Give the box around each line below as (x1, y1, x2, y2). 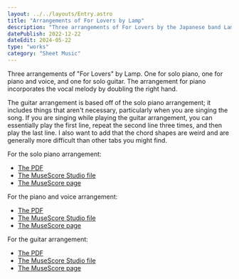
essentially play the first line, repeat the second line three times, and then (7, 121, 223, 129)
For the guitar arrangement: (7, 235, 89, 244)
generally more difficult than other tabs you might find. (7, 136, 167, 144)
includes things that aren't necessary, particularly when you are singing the (7, 106, 228, 114)
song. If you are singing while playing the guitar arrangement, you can (7, 113, 213, 121)
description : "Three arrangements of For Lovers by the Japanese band (7, 23, 221, 31)
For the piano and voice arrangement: (7, 192, 118, 201)
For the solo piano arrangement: (7, 150, 102, 158)
